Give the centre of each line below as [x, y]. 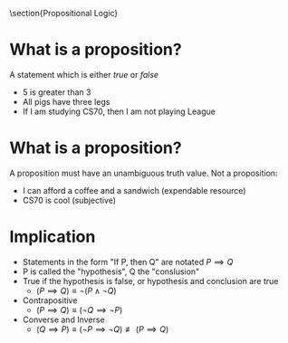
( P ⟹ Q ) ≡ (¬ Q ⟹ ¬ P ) [79, 310]
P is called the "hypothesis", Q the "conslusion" [111, 272]
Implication [53, 237]
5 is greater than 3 [57, 92]
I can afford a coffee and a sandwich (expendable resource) [134, 190]
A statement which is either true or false [84, 74]
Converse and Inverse [64, 319]
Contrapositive [50, 300]
